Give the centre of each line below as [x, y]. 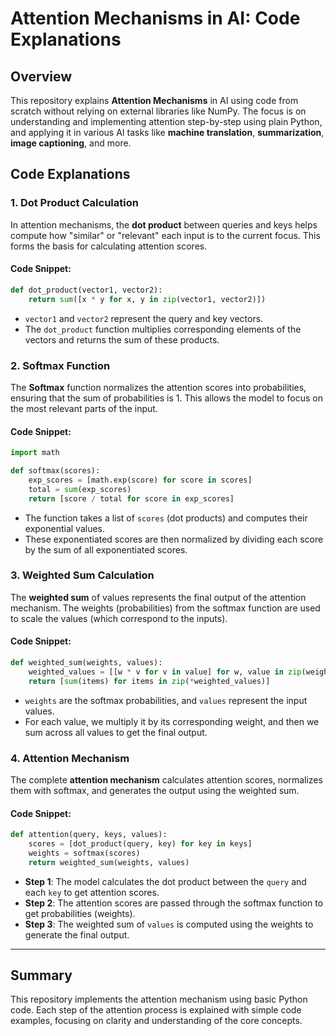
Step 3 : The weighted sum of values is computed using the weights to [169, 924]
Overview [41, 76]
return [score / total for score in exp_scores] [131, 498]
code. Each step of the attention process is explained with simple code [156, 1010]
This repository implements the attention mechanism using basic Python [159, 999]
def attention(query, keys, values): [89, 835]
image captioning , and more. [71, 143]
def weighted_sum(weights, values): [86, 663]
